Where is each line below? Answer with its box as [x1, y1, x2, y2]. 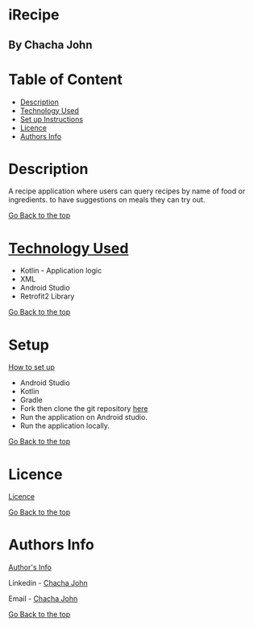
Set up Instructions [19, 114, 83, 124]
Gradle [19, 395, 43, 405]
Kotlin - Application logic [19, 265, 102, 276]
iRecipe [8, 6, 60, 24]
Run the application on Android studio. [19, 413, 148, 422]
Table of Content [8, 70, 123, 88]
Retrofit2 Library [19, 291, 75, 301]
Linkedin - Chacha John [8, 578, 89, 588]
